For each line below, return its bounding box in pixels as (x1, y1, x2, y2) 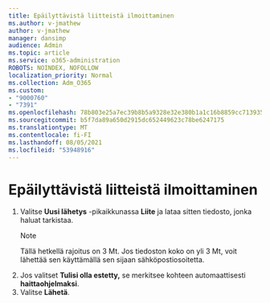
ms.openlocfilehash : (8, 109, 78, 117)
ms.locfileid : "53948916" (8, 146, 95, 154)
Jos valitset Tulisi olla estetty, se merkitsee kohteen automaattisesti (19, 270, 247, 281)
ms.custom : (8, 86, 45, 95)
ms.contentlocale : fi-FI (8, 131, 92, 139)
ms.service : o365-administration (8, 57, 121, 65)
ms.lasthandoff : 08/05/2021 (8, 138, 103, 147)
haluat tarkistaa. (19, 216, 74, 225)
